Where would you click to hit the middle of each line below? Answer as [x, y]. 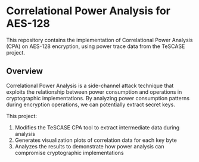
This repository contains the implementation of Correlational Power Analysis [99, 40]
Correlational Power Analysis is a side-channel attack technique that [90, 85]
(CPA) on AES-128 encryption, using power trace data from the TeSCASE [96, 46]
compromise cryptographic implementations [69, 153]
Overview [25, 72]
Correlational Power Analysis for [88, 11]
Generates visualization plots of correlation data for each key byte [96, 140]
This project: [22, 116]
